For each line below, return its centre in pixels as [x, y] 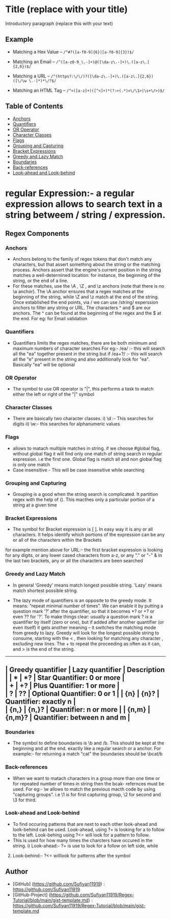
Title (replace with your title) [67, 9]
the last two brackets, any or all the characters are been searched [74, 561]
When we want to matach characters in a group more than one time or [86, 778]
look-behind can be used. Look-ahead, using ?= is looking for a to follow [89, 829]
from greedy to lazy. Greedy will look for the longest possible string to [86, 633]
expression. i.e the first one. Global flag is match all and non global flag [87, 459]
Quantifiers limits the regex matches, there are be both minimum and [84, 343]
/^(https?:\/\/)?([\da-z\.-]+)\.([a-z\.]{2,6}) [102, 76]
